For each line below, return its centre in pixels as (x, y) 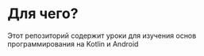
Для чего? (43, 14)
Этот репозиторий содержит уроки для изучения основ (102, 35)
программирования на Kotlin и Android (73, 43)
